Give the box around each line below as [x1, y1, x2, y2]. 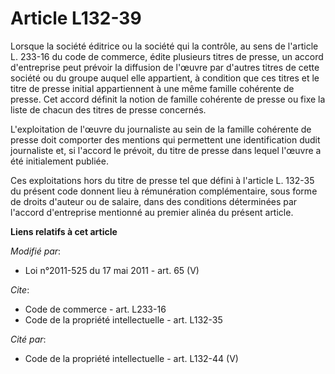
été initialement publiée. [10, 155, 109, 167]
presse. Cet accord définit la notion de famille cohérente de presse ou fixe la [10, 93, 326, 105]
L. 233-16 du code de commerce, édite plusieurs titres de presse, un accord [10, 50, 324, 62]
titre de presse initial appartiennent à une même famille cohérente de [10, 82, 295, 94]
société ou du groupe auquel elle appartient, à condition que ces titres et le [10, 72, 320, 84]
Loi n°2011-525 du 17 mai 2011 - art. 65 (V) [24, 264, 200, 276]
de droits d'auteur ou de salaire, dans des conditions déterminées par [10, 195, 298, 207]
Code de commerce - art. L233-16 [24, 303, 167, 315]
